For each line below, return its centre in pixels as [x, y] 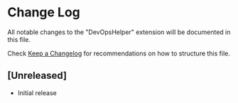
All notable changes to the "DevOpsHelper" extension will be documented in [119, 32]
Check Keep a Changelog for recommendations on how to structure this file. [119, 53]
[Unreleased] [37, 76]
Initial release [37, 92]
